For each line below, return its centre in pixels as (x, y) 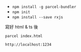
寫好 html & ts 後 (22, 27)
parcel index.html (24, 36)
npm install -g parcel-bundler (44, 7)
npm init (21, 12)
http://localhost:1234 (28, 45)
